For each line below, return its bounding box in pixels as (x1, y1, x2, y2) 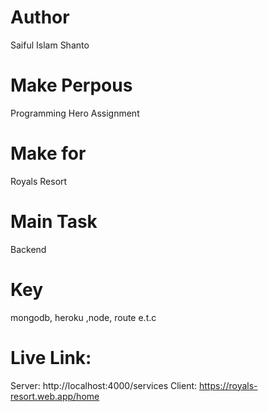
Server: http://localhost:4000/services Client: (10, 379, 198, 391)
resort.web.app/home (10, 390, 100, 402)
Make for (10, 142, 87, 165)
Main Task (10, 211, 98, 233)
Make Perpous (10, 74, 133, 97)
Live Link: (10, 346, 92, 369)
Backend (10, 243, 47, 255)
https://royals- (198, 379, 258, 391)
